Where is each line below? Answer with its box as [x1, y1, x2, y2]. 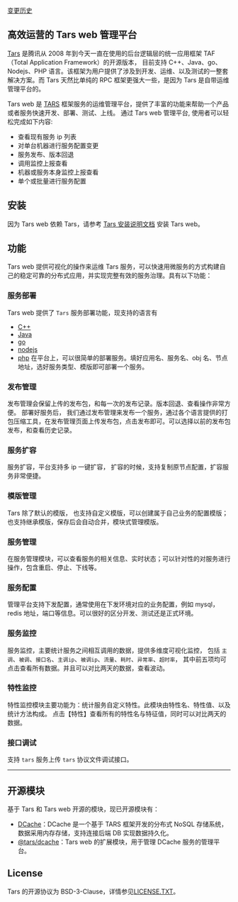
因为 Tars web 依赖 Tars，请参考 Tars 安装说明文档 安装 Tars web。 [7, 219, 204, 228]
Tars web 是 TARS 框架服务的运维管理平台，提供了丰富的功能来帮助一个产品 [7, 99, 229, 108]
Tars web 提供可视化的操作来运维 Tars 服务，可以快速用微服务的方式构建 [7, 262, 220, 271]
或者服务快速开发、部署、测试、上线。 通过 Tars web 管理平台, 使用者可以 [7, 108, 223, 117]
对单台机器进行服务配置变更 [17, 141, 99, 150]
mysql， [194, 600, 220, 608]
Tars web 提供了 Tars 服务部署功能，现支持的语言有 [7, 308, 158, 317]
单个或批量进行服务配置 [17, 177, 86, 185]
